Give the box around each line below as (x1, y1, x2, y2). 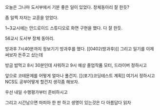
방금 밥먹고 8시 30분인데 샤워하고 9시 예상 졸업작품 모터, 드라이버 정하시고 (5, 63, 147, 68)
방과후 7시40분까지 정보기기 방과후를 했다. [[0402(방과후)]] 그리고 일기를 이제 (5, 46, 154, 51)
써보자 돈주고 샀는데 (5, 52, 43, 58)
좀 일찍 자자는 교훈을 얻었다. (5, 15, 59, 21)
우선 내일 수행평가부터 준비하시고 (5, 89, 68, 95)
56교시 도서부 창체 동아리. (5, 36, 55, 41)
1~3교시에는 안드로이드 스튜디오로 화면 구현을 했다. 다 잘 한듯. (5, 25, 123, 31)
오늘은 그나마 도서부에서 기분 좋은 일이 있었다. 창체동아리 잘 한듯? (5, 4, 130, 10)
